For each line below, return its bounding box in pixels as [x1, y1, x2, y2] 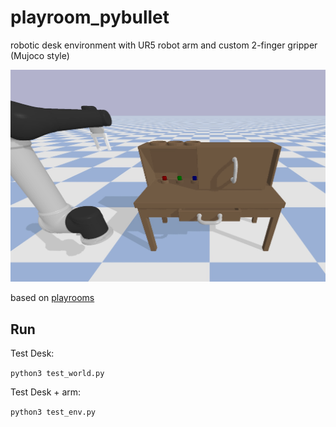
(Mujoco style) [10, 49, 70, 61]
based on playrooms [10, 292, 95, 304]
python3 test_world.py [10, 369, 105, 379]
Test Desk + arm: [10, 386, 82, 398]
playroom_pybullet [10, 6, 170, 29]
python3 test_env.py [10, 407, 97, 418]
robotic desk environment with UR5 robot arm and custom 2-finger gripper [10, 39, 318, 51]
